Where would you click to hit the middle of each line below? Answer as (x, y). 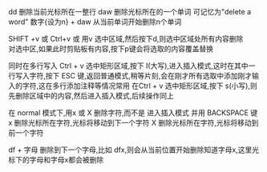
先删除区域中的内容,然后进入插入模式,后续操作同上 (91, 96)
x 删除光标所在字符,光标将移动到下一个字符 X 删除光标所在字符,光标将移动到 (133, 123)
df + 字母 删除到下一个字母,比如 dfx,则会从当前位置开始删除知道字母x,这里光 (133, 150)
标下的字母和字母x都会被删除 (56, 160)
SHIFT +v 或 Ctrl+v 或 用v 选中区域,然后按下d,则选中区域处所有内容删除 (126, 39)
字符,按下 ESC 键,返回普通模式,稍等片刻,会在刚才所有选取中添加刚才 (141, 76)
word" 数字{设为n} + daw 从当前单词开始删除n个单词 (95, 22)
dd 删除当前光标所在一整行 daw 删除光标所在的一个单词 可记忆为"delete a (129, 12)
